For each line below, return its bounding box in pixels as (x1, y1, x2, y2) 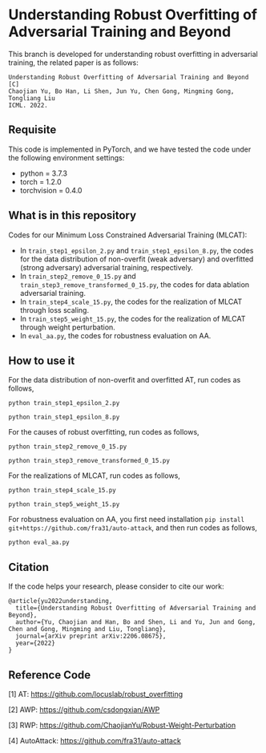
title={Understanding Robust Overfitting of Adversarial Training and (15, 604, 256, 613)
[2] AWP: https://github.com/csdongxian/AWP (8, 705, 160, 715)
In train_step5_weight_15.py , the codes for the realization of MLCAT (19, 314, 246, 323)
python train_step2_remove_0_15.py (8, 443, 127, 451)
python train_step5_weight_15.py (8, 500, 120, 508)
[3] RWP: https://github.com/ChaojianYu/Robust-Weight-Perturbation (8, 720, 236, 730)
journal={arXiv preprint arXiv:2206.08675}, (15, 632, 167, 641)
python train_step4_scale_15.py (8, 487, 116, 495)
